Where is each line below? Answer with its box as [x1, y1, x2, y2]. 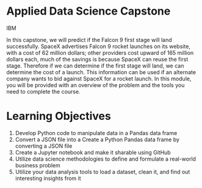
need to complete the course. [6, 88, 81, 95]
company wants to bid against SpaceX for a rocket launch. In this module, [6, 75, 192, 82]
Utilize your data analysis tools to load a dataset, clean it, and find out [15, 168, 190, 175]
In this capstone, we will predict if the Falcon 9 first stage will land [6, 36, 172, 43]
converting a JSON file [15, 142, 73, 150]
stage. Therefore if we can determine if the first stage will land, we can [6, 62, 184, 69]
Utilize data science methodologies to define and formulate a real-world [15, 155, 197, 162]
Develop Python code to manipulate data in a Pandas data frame [15, 129, 178, 136]
